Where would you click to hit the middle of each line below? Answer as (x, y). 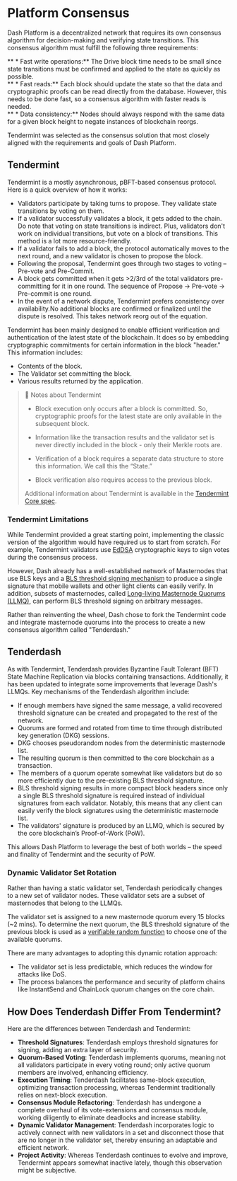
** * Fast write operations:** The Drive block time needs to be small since (115, 61)
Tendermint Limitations (48, 519)
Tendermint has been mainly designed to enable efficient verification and (114, 330)
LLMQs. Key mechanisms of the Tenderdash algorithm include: (99, 691)
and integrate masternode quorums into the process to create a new (107, 622)
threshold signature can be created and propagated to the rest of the (117, 713)
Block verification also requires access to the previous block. (124, 480)
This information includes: (45, 352)
